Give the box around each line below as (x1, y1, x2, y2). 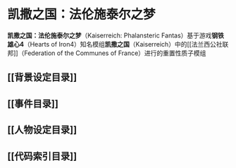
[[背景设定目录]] (7, 71, 77, 83)
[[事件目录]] (7, 97, 58, 109)
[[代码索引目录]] (7, 150, 77, 162)
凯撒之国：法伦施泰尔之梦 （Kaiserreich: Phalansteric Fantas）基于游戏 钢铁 (7, 31, 224, 40)
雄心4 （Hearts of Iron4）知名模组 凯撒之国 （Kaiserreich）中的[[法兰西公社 (7, 40, 223, 48)
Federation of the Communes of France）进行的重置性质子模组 (24, 49, 206, 57)
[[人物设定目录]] (7, 124, 77, 136)
